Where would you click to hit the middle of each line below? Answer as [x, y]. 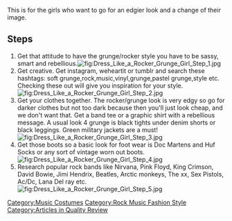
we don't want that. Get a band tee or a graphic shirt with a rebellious [116, 115]
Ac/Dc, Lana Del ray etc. [52, 181]
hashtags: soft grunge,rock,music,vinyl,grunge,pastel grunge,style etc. [118, 78]
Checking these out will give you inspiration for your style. [100, 85]
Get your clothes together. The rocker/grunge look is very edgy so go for [121, 100]
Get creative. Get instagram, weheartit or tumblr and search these [111, 71]
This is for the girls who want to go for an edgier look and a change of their [114, 10]
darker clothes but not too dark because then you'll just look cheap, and [120, 108]
